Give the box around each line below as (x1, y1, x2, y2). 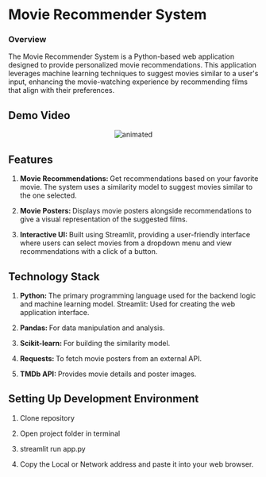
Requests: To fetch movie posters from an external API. (19, 353, 202, 363)
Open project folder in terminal (19, 429, 121, 438)
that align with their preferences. (8, 86, 115, 95)
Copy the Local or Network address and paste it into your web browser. (19, 459, 254, 469)
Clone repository (19, 413, 75, 422)
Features (8, 152, 53, 166)
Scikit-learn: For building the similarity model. (19, 338, 171, 348)
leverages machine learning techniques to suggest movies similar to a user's (8, 69, 259, 79)
